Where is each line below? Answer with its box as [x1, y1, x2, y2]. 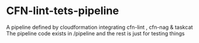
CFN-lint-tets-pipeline [6, 4, 120, 18]
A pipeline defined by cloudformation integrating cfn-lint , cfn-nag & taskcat [6, 24, 193, 31]
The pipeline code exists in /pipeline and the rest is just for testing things [6, 29, 185, 37]
